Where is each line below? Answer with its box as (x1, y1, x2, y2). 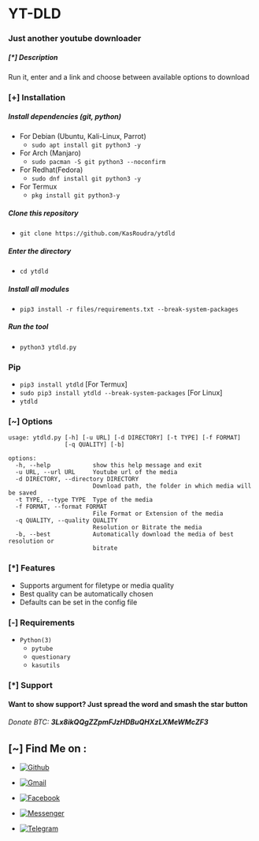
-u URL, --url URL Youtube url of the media (15, 469, 178, 477)
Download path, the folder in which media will (92, 482, 252, 490)
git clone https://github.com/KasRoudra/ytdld (19, 230, 176, 237)
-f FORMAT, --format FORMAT (15, 503, 108, 511)
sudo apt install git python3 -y (31, 141, 142, 149)
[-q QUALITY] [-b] (64, 441, 125, 449)
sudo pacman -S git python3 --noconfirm (31, 158, 166, 166)
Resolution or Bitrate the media (92, 524, 202, 532)
